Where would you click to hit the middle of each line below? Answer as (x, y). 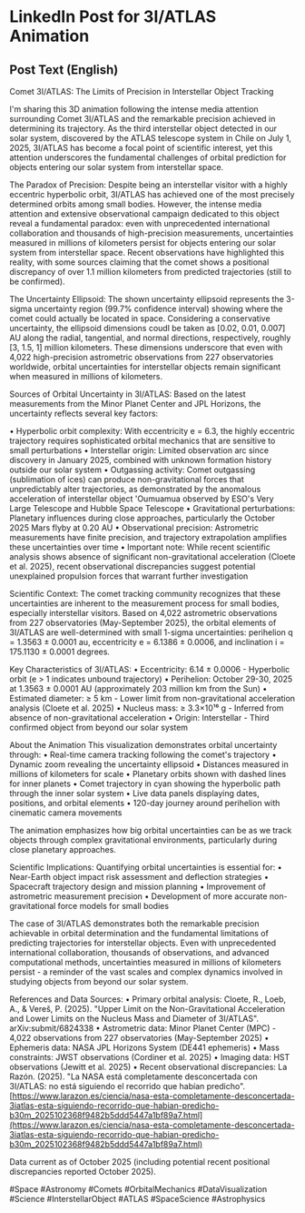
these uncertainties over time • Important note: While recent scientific (140, 547)
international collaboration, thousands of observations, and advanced (139, 952)
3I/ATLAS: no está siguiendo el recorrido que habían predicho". (128, 1086)
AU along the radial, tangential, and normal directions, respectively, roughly (150, 338)
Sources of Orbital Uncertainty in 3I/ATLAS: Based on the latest (128, 394)
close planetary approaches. (63, 849)
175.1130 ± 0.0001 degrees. (60, 652)
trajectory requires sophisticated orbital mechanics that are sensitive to (143, 440)
